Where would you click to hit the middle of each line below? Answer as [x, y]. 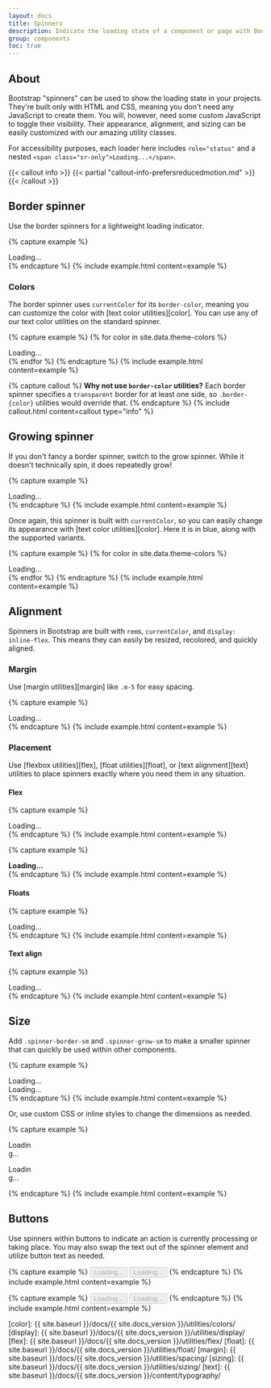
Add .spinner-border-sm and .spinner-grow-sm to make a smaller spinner [129, 1040]
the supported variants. [47, 538]
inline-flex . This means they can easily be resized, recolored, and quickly [133, 639]
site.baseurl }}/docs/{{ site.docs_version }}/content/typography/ [115, 1375]
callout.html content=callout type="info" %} [81, 411]
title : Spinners [35, 23]
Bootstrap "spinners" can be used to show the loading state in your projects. [135, 98]
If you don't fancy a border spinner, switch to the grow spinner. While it [126, 456]
